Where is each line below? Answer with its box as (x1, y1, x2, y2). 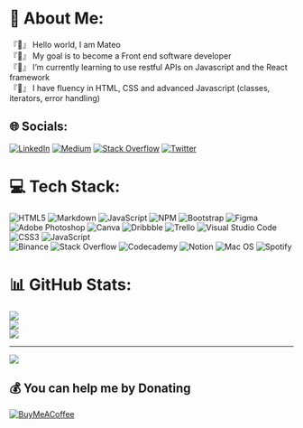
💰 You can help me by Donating (9, 381, 191, 396)
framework (9, 71, 50, 82)
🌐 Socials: (9, 119, 69, 135)
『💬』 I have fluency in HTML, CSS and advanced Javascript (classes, (9, 82, 271, 93)
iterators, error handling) (9, 92, 101, 103)
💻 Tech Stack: (9, 176, 121, 197)
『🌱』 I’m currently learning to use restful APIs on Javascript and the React (9, 61, 289, 72)
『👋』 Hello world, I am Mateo (9, 39, 122, 50)
